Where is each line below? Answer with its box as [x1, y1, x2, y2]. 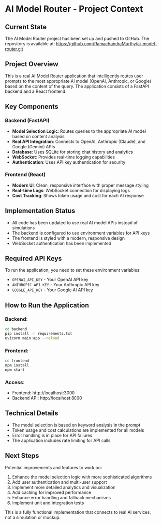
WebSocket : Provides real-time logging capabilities [12, 154, 115, 160]
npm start [5, 367, 25, 372]
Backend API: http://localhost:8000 [12, 395, 82, 401]
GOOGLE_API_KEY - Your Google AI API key [12, 287, 93, 293]
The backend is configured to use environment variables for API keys [12, 230, 150, 236]
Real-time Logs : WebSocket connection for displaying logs [12, 187, 130, 193]
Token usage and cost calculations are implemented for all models [12, 427, 144, 433]
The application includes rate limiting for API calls [12, 437, 111, 443]
